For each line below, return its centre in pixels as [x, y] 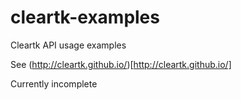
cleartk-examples [85, 17]
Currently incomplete [54, 83]
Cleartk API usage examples [68, 45]
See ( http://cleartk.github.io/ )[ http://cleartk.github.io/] [121, 64]
